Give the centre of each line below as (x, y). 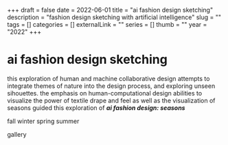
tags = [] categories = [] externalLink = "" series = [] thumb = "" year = (107, 24)
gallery (17, 134)
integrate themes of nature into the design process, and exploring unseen (111, 86)
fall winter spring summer (43, 121)
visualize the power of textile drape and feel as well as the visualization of (111, 100)
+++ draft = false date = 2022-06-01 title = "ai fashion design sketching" (110, 10)
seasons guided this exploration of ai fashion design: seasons (96, 108)
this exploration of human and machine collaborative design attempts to (109, 78)
